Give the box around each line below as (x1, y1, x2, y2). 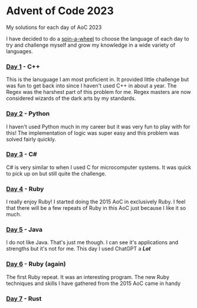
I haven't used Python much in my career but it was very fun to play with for (6, 123, 191, 130)
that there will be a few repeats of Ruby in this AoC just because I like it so (6, 205, 186, 212)
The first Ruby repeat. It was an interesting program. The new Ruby (6, 273, 170, 280)
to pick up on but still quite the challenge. (6, 170, 107, 177)
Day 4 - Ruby (6, 184, 44, 193)
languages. (6, 47, 34, 54)
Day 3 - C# (6, 150, 37, 158)
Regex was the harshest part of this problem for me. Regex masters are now (6, 89, 192, 96)
